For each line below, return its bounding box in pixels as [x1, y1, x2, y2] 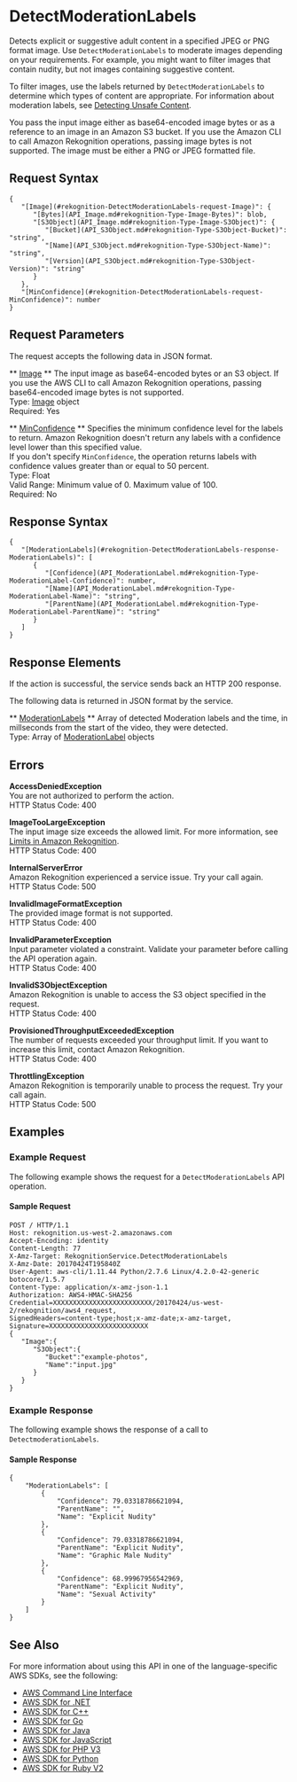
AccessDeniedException [9, 781, 102, 791]
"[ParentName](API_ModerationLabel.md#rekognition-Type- [44, 600, 260, 609]
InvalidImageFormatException [9, 898, 122, 909]
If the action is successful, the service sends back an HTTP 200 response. [9, 678, 282, 689]
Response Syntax [9, 514, 108, 529]
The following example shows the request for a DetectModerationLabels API [9, 1171, 285, 1182]
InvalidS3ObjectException [9, 980, 108, 990]
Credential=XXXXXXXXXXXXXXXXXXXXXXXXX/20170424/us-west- [9, 1298, 224, 1307]
